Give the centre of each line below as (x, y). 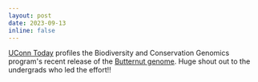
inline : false (32, 30)
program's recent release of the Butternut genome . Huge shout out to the (129, 61)
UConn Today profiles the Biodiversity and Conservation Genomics (119, 53)
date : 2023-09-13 (37, 23)
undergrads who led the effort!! (60, 70)
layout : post (30, 16)
